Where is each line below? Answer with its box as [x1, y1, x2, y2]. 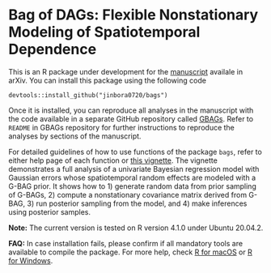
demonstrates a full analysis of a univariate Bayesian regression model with [8, 164, 260, 173]
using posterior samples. [8, 207, 91, 216]
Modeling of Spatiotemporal [8, 23, 201, 41]
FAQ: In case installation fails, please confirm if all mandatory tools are [8, 238, 243, 248]
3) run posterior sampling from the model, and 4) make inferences [27, 198, 248, 208]
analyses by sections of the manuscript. [8, 131, 142, 141]
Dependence [8, 41, 97, 58]
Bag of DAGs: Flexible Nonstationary [8, 6, 259, 24]
